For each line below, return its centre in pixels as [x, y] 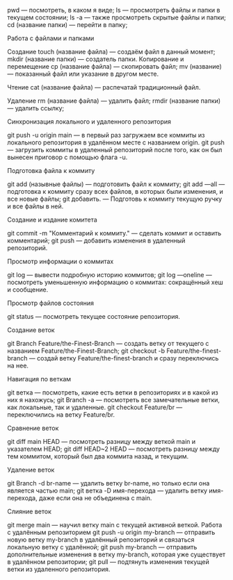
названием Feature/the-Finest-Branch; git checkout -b [86, 351]
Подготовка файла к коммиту [51, 171]
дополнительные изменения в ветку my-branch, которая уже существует [116, 554]
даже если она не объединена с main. [95, 498]
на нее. [18, 365]
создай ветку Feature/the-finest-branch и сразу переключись [128, 358]
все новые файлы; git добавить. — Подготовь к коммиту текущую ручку [115, 199]
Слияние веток [30, 511]
